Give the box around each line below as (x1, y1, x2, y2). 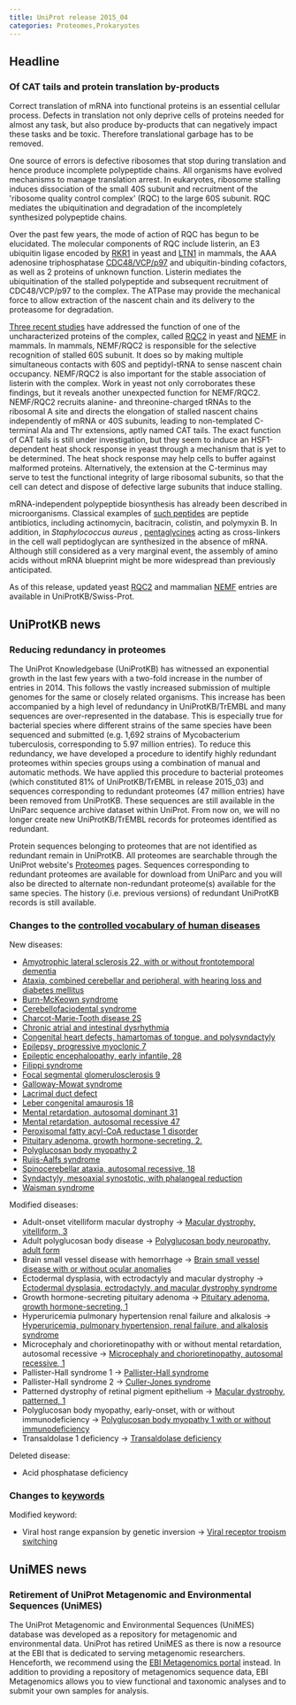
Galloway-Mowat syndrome (21, 1079, 123, 1089)
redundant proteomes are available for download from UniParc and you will (9, 869, 283, 880)
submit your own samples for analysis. (9, 1686, 149, 1696)
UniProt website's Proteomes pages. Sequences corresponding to (9, 859, 250, 870)
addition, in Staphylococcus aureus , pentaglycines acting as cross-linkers (9, 527, 281, 538)
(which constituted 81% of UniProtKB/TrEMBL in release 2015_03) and (9, 776, 264, 787)
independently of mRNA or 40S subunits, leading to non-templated (9, 415, 253, 426)
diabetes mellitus (21, 985, 85, 996)
